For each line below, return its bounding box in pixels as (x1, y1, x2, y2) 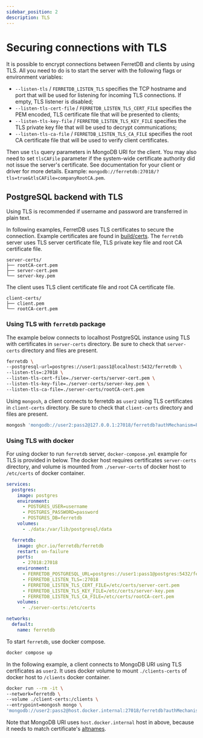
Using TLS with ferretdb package (6, 320, 106, 328)
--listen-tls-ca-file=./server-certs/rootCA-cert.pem (6, 386, 145, 393)
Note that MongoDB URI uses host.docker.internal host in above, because (6, 719, 195, 726)
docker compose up (6, 650, 53, 656)
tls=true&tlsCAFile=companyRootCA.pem (6, 175, 104, 182)
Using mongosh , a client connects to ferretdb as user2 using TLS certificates (6, 397, 193, 405)
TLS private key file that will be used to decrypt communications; (14, 124, 177, 131)
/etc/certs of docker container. (6, 469, 86, 476)
